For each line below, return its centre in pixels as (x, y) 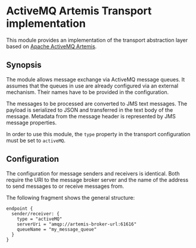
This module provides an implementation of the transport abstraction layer (97, 40)
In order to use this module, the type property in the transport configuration (98, 134)
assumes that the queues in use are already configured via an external (92, 86)
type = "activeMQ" (39, 219)
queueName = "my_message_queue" (57, 229)
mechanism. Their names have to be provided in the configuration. (88, 92)
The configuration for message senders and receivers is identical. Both (93, 173)
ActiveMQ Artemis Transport (79, 11)
